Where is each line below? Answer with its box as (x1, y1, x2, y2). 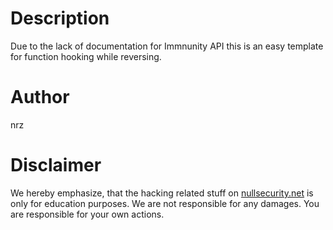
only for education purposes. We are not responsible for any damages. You (10, 197, 320, 209)
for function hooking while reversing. (10, 50, 162, 62)
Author (10, 86, 70, 109)
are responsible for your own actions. (10, 208, 165, 220)
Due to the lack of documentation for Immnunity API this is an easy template (10, 40, 324, 52)
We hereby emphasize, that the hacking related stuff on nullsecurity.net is (10, 187, 314, 199)
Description (10, 7, 110, 30)
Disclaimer (10, 154, 102, 177)
